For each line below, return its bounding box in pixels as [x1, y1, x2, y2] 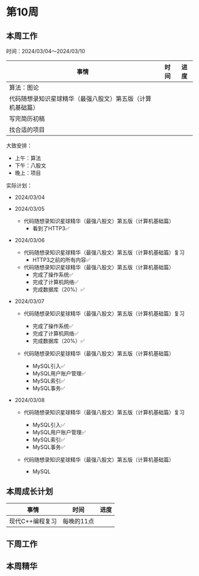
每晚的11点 [62, 517, 95, 525]
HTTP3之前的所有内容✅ [32, 256, 91, 263]
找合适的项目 [9, 126, 46, 134]
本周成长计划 [6, 487, 53, 497]
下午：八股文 [14, 162, 46, 169]
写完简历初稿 [9, 115, 46, 123]
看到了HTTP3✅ [32, 225, 70, 231]
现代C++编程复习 [9, 517, 57, 525]
